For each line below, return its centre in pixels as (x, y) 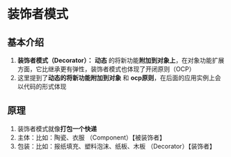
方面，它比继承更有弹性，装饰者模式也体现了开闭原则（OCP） (106, 69)
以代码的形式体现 (42, 87)
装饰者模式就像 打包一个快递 (57, 128)
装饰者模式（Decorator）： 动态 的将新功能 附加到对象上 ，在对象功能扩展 (121, 60)
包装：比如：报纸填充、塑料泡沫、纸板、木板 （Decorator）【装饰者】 (116, 146)
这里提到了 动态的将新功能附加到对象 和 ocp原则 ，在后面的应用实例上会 (119, 78)
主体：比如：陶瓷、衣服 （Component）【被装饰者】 (91, 137)
